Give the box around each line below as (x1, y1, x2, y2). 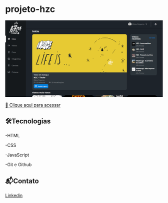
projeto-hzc (5, 3, 55, 15)
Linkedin (5, 193, 23, 199)
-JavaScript (5, 152, 29, 158)
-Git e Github (5, 162, 32, 168)
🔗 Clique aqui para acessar (5, 102, 61, 108)
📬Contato (5, 177, 39, 185)
